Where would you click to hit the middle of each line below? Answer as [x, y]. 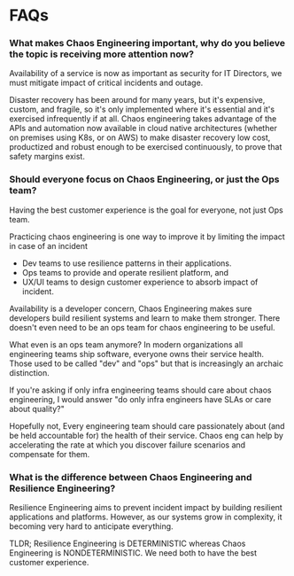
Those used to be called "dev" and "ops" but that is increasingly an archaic [146, 363]
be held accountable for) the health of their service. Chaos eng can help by [146, 435]
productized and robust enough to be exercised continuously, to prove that [146, 147]
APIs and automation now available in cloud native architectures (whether [143, 128]
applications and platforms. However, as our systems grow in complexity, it [146, 517]
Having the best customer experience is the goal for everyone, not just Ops [146, 210]
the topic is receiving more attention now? [102, 54]
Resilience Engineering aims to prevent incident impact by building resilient [146, 508]
